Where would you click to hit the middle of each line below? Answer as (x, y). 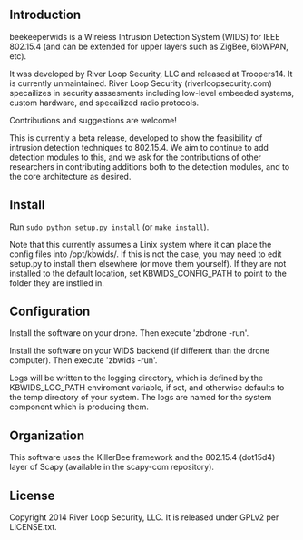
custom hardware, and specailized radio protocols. (104, 103)
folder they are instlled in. (57, 283)
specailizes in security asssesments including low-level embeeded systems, (152, 93)
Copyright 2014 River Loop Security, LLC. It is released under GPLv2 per (144, 517)
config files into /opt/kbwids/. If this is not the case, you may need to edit (146, 254)
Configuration (50, 312)
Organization (47, 435)
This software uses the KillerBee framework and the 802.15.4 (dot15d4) (142, 457)
